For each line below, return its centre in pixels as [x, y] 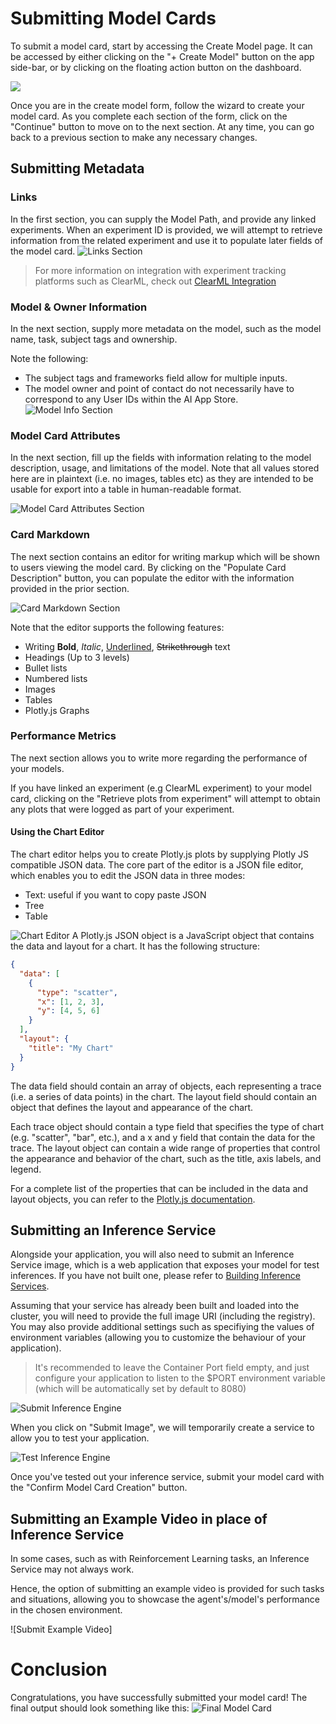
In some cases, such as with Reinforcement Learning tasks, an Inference [160, 1559]
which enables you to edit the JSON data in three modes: [128, 876]
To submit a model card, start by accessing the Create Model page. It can [161, 46]
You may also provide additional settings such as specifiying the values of [162, 1327]
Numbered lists [56, 678]
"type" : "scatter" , [77, 992]
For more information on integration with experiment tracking [160, 270]
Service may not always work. [72, 1569]
